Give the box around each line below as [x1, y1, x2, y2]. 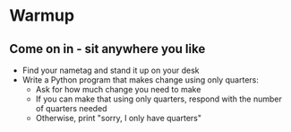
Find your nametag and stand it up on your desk [21, 65, 200, 75]
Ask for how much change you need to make [35, 84, 201, 94]
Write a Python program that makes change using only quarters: [21, 75, 260, 85]
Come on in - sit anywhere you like [9, 41, 206, 57]
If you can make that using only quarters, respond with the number [35, 93, 282, 104]
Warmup [9, 5, 74, 26]
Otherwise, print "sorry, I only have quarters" [35, 113, 201, 123]
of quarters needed [35, 103, 107, 113]
